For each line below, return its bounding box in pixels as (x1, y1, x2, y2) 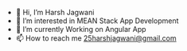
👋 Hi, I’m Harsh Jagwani (15, 8, 95, 17)
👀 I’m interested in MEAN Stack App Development (15, 16, 179, 25)
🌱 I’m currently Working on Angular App (15, 25, 146, 33)
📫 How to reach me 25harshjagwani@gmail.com (15, 33, 177, 43)
